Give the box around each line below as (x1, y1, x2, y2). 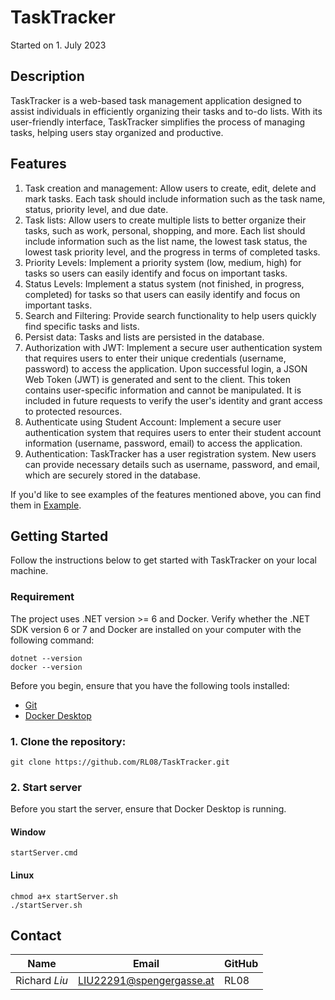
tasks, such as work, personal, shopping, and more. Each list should (24, 224, 306, 236)
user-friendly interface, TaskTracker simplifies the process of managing (10, 116, 306, 128)
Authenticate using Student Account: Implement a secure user (24, 416, 282, 428)
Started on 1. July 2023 (10, 39, 107, 51)
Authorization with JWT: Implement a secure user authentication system (24, 341, 323, 353)
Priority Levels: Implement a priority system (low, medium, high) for (24, 256, 302, 268)
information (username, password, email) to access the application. (24, 437, 303, 449)
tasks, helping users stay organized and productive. (10, 126, 224, 138)
